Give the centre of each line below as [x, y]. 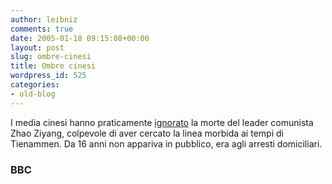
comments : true [42, 29]
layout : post [37, 47]
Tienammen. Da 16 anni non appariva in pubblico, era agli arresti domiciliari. [166, 143]
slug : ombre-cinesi [51, 57]
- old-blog [33, 94]
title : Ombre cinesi [53, 66]
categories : [35, 85]
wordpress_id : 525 [48, 76]
